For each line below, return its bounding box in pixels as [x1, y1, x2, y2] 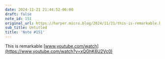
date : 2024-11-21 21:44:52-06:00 [5, 7, 74, 12]
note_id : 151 [5, 16, 32, 21]
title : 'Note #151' [5, 30, 45, 35]
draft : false [5, 12, 32, 17]
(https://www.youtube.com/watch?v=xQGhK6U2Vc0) [5, 48, 113, 54]
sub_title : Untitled [5, 25, 48, 30]
